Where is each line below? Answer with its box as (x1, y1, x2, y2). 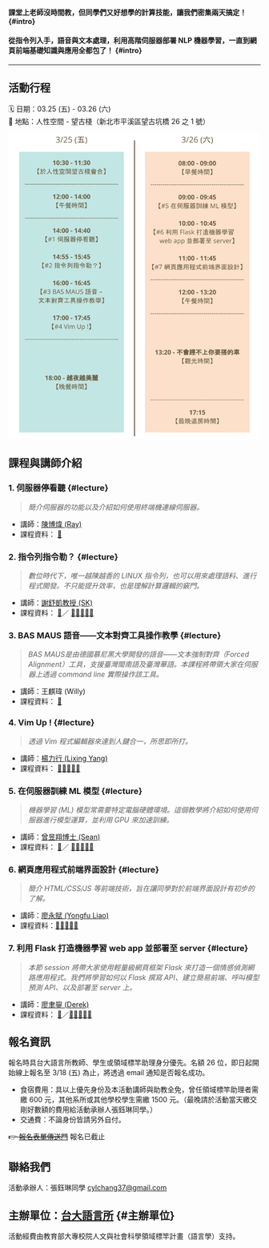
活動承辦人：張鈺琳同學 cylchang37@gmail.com (8, 1183, 167, 1193)
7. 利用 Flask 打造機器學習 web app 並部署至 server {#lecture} (8, 943, 249, 954)
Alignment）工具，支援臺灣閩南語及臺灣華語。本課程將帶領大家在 (27, 660, 244, 669)
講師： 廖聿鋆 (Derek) (19, 999, 90, 1009)
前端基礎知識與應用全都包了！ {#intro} (14, 46, 143, 55)
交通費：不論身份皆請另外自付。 (19, 1115, 126, 1125)
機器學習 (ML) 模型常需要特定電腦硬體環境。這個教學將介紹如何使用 (27, 805, 251, 814)
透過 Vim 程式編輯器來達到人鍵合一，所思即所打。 (27, 736, 192, 746)
